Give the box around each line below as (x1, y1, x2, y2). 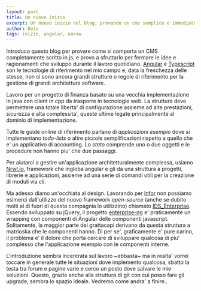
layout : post (6, 8, 39, 15)
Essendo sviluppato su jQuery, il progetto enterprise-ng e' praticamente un (6, 209, 191, 216)
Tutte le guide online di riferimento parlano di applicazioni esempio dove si (6, 128, 190, 136)
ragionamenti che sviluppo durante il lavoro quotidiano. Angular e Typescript (6, 61, 195, 68)
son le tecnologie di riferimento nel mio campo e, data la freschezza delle (6, 67, 187, 74)
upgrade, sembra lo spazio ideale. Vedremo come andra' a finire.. (6, 278, 168, 285)
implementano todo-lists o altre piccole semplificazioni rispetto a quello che (6, 134, 193, 142)
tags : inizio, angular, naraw (6, 31, 82, 37)
